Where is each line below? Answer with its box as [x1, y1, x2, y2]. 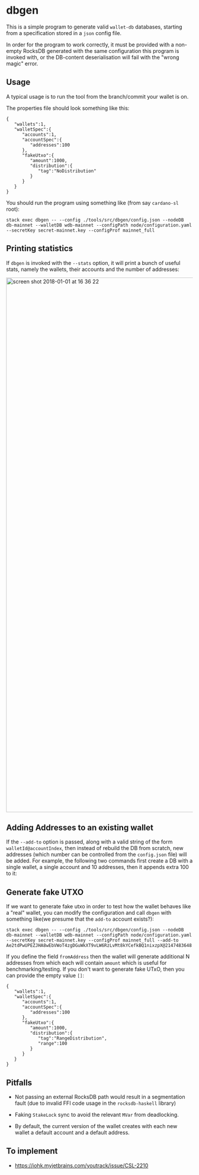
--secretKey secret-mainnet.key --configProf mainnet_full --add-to [6, 937, 179, 943]
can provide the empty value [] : [6, 972, 85, 979]
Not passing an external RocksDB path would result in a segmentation [14, 1094, 185, 1100]
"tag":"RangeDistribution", [37, 1035, 108, 1041]
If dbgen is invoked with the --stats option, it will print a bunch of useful [6, 259, 181, 266]
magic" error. [6, 60, 38, 67]
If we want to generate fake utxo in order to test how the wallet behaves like [6, 903, 191, 910]
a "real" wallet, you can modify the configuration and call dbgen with [6, 909, 172, 917]
